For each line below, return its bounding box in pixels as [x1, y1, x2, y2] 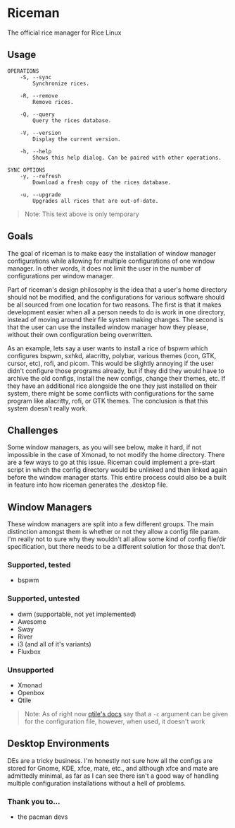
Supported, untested [7, 593, 80, 603]
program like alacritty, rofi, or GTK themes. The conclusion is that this [7, 396, 209, 405]
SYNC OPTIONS [7, 166, 46, 174]
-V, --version [20, 129, 61, 136]
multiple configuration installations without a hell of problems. [7, 779, 186, 787]
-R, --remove [20, 92, 58, 100]
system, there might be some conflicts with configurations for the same [7, 389, 215, 397]
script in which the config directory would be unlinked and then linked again [7, 466, 227, 474]
